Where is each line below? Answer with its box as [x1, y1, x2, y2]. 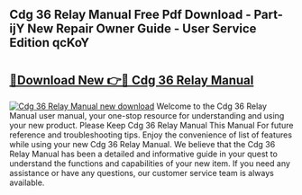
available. [9, 177, 45, 188]
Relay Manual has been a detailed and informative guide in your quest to [9, 148, 278, 159]
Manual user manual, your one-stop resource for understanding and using [9, 111, 285, 120]
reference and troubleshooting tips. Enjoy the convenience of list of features [9, 129, 293, 140]
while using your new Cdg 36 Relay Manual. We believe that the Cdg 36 [9, 139, 276, 149]
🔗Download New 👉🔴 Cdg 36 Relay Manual [9, 72, 254, 88]
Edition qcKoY [9, 35, 90, 50]
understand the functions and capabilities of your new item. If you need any [9, 158, 291, 169]
